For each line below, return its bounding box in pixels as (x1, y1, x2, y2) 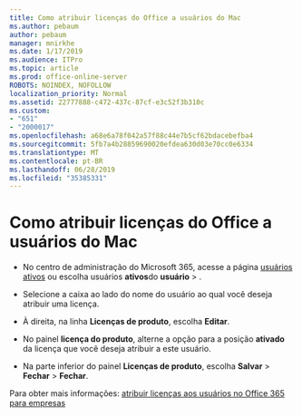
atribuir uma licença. (22, 298, 100, 309)
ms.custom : (9, 106, 51, 115)
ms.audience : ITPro (9, 55, 83, 64)
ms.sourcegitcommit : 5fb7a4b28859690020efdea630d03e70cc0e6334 (9, 140, 254, 149)
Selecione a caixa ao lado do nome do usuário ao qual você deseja (22, 289, 273, 300)
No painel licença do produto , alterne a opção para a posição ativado (22, 334, 286, 344)
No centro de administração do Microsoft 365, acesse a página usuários (22, 262, 293, 273)
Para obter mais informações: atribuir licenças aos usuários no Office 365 (9, 388, 286, 399)
